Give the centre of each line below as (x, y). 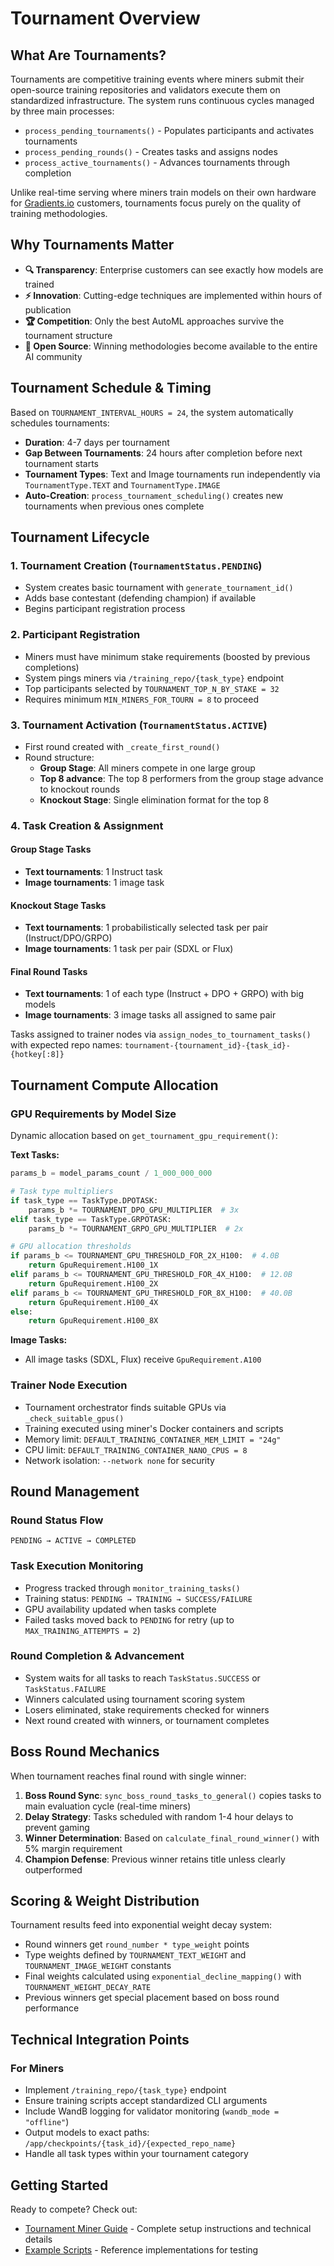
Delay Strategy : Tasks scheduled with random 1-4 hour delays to (159, 1816)
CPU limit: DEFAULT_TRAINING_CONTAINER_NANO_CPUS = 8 (136, 1449)
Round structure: (59, 757)
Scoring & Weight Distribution (105, 1901)
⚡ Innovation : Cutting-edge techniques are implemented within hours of (173, 295)
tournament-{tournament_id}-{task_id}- (207, 1046)
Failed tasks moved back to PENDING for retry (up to (129, 1619)
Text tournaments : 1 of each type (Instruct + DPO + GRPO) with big (164, 994)
